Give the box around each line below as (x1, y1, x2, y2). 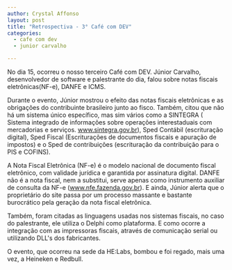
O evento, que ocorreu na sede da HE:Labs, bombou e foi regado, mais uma (7, 248, 225, 255)
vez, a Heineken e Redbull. (7, 255, 83, 263)
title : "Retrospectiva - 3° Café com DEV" (7, 23, 132, 30)
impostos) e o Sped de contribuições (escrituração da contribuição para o (7, 141, 219, 148)
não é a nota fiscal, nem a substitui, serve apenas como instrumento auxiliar (7, 176, 225, 184)
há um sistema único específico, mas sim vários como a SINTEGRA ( (7, 111, 204, 119)
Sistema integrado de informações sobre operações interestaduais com (7, 118, 213, 126)
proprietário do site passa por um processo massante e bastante (7, 191, 192, 199)
